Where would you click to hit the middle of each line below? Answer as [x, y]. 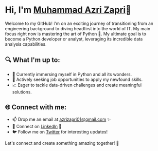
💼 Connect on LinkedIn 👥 [37, 126]
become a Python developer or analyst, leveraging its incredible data [74, 39]
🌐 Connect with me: [36, 107]
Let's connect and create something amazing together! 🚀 [62, 143]
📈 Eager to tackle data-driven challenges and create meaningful [77, 85]
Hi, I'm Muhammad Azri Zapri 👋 [68, 10]
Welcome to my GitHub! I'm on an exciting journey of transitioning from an [79, 23]
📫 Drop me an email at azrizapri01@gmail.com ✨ [61, 119]
